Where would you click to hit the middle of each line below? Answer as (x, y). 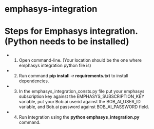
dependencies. (34, 81)
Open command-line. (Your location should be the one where (80, 60)
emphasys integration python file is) (55, 65)
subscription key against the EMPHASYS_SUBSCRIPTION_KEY (82, 96)
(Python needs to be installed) (67, 42)
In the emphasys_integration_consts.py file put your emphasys (82, 92)
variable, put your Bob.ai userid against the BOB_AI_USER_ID (80, 102)
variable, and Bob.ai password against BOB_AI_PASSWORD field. (84, 107)
